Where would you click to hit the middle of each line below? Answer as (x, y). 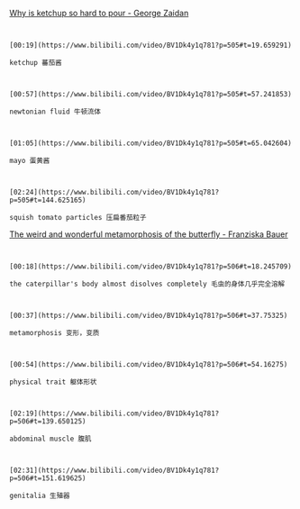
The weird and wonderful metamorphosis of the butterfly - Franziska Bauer (149, 234)
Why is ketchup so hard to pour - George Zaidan (99, 13)
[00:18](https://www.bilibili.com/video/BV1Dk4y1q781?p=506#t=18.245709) (151, 267)
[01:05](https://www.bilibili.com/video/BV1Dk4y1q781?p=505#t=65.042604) (151, 143)
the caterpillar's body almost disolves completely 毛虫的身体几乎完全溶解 (147, 284)
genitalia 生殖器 (40, 495)
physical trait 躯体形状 (53, 382)
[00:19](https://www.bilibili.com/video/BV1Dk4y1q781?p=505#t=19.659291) (151, 45)
